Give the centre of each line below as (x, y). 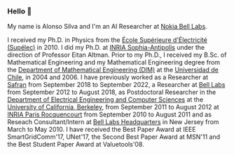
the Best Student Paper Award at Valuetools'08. (76, 144)
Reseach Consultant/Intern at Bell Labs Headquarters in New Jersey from (113, 122)
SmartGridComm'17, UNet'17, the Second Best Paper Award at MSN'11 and (114, 137)
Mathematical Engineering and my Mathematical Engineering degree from (114, 62)
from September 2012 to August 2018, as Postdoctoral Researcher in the (112, 92)
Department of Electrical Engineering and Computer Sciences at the (105, 100)
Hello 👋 (20, 11)
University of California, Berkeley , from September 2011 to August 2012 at (113, 107)
